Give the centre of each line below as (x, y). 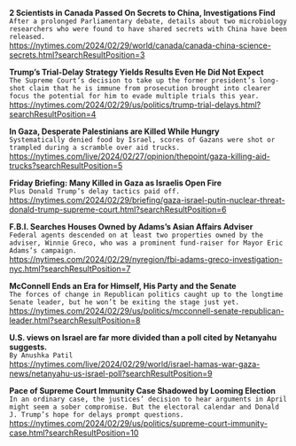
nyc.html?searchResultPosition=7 (70, 269)
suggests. (28, 347)
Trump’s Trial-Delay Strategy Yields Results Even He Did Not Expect (136, 72)
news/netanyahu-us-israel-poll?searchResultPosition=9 (111, 373)
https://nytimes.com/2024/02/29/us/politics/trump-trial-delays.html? (135, 105)
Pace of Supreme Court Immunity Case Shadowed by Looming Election (143, 391)
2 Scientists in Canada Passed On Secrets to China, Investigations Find (143, 13)
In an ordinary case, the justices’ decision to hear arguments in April (148, 399)
